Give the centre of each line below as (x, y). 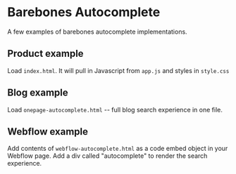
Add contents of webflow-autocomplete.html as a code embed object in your (118, 149)
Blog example (38, 93)
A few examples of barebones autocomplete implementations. (98, 32)
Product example (45, 54)
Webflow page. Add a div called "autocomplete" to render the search (107, 156)
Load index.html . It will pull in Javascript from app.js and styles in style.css (118, 70)
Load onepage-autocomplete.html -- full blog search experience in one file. (115, 109)
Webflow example (48, 132)
